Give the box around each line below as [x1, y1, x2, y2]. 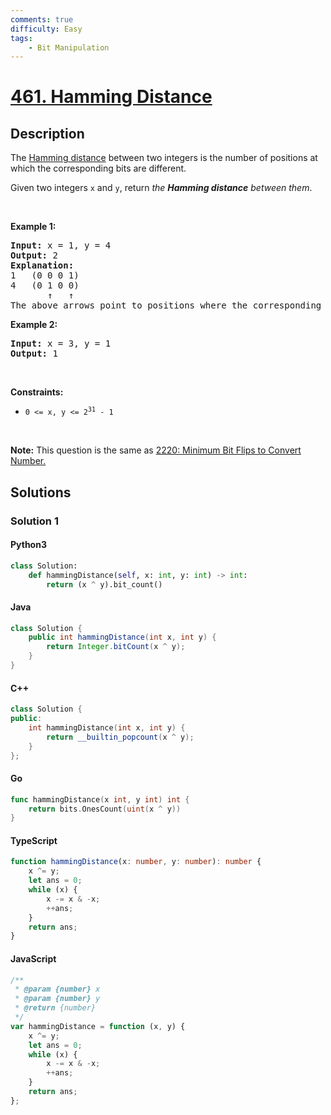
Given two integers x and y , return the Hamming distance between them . [10, 182, 313, 194]
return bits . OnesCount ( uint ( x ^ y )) [28, 804, 182, 814]
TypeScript [10, 834, 58, 846]
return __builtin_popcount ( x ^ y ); [46, 732, 195, 742]
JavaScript [10, 952, 57, 965]
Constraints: [10, 386, 64, 398]
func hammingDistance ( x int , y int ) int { [10, 794, 190, 805]
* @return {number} [14, 1003, 97, 1013]
